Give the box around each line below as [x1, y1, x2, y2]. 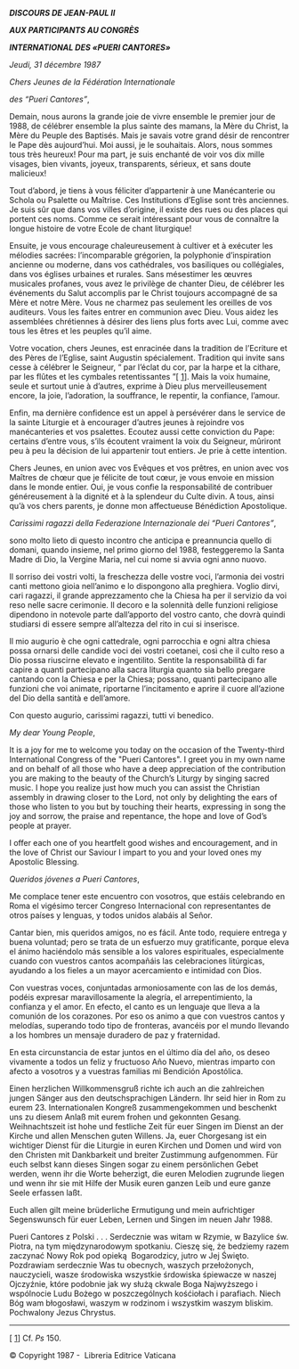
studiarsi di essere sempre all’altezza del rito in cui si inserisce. [9, 619, 240, 629]
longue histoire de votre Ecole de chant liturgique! [9, 223, 192, 234]
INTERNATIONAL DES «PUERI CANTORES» [9, 42, 171, 53]
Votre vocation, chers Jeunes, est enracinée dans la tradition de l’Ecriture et [9, 343, 287, 353]
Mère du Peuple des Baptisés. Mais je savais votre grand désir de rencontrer [9, 130, 290, 141]
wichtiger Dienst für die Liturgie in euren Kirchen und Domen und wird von [9, 1140, 282, 1151]
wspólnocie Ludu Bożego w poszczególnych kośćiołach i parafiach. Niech [9, 1288, 281, 1299]
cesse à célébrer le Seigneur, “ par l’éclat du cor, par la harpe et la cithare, [9, 362, 281, 373]
